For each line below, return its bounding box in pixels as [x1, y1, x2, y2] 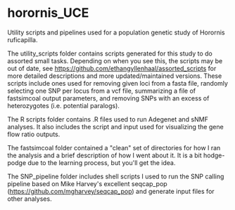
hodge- [203, 151, 225, 159]
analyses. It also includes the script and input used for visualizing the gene [7, 122, 224, 131]
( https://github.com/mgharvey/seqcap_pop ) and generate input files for [7, 187, 215, 195]
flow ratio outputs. [7, 130, 61, 138]
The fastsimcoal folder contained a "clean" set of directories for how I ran [7, 143, 221, 152]
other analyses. [7, 195, 52, 203]
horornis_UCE [7, 5, 89, 21]
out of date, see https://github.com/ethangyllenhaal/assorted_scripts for [7, 64, 217, 72]
